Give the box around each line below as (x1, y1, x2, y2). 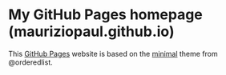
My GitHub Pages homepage (8, 6, 203, 24)
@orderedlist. (8, 57, 54, 67)
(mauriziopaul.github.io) (8, 22, 175, 41)
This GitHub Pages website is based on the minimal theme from (8, 49, 218, 58)
